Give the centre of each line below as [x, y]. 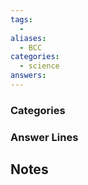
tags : [21, 19]
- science [39, 66]
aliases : [28, 38]
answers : [28, 76]
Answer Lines [44, 137]
